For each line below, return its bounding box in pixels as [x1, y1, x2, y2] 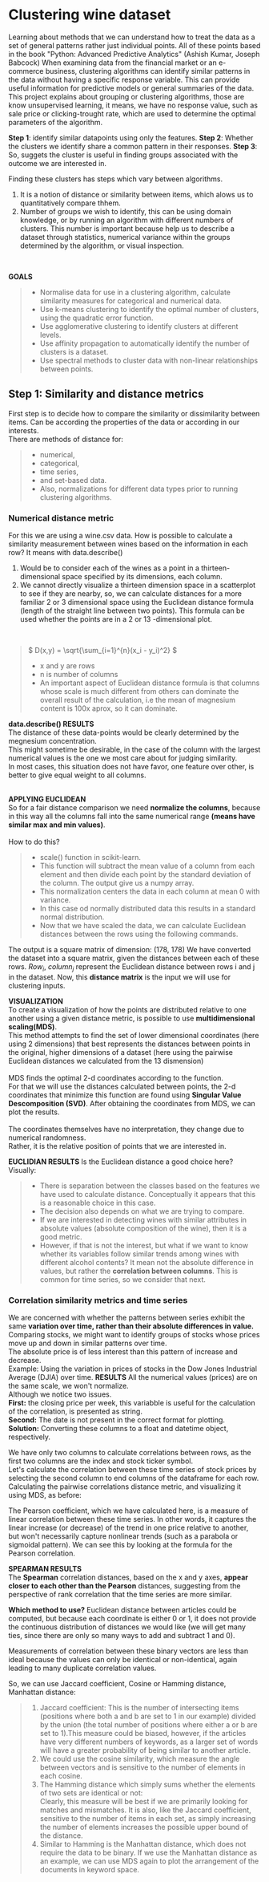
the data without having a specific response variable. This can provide [8, 75, 240, 84]
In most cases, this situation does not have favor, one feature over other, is [8, 762, 255, 772]
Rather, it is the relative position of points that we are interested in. [8, 1141, 227, 1150]
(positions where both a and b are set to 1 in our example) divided [39, 1711, 256, 1722]
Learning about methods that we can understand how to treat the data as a [8, 32, 255, 42]
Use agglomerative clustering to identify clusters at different [39, 321, 239, 331]
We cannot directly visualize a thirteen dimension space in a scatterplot [19, 580, 256, 590]
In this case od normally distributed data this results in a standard [39, 904, 256, 914]
